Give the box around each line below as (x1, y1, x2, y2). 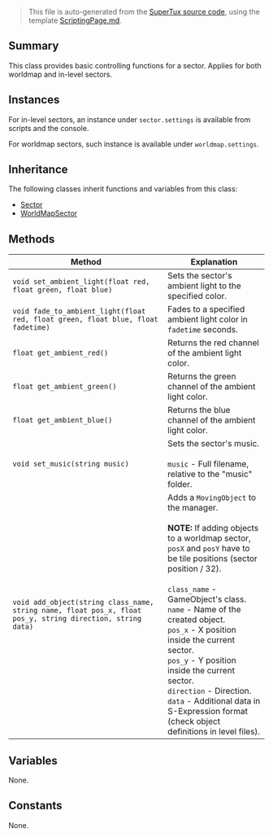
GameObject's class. (167, 594, 246, 605)
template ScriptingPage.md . (28, 15, 122, 25)
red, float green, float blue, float (12, 315, 158, 324)
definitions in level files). (167, 726, 261, 738)
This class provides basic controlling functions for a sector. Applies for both (8, 60, 262, 70)
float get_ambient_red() (12, 348, 109, 357)
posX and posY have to (167, 543, 250, 554)
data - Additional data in (167, 695, 261, 707)
